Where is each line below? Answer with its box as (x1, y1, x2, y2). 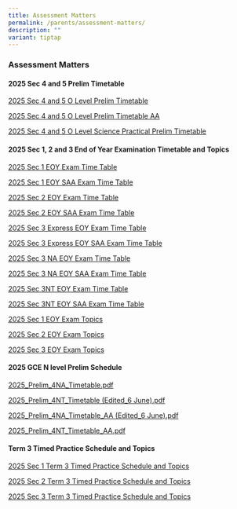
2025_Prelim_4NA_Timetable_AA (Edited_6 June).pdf (8, 410, 179, 420)
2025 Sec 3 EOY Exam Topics (8, 345, 104, 354)
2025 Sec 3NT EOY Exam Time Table (8, 284, 129, 293)
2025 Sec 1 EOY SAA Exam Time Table (8, 178, 133, 187)
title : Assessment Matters (8, 11, 97, 20)
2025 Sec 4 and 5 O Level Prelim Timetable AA (8, 112, 160, 121)
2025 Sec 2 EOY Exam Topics (8, 329, 104, 339)
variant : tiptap (8, 33, 61, 42)
